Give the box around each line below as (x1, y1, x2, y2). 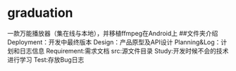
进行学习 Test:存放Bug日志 (7, 55, 85, 64)
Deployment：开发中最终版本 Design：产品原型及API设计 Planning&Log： (7, 37, 221, 46)
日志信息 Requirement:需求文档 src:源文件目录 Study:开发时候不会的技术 (19, 46, 229, 55)
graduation (7, 5, 73, 21)
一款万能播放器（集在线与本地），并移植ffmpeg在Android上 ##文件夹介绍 (7, 29, 218, 37)
